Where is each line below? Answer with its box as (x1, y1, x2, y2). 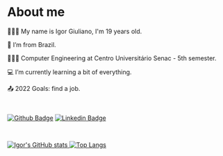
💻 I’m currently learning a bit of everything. (7, 67, 132, 76)
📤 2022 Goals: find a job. (7, 84, 81, 92)
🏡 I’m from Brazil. (7, 40, 57, 49)
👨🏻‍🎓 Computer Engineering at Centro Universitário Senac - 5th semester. (7, 53, 217, 62)
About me (7, 4, 65, 20)
